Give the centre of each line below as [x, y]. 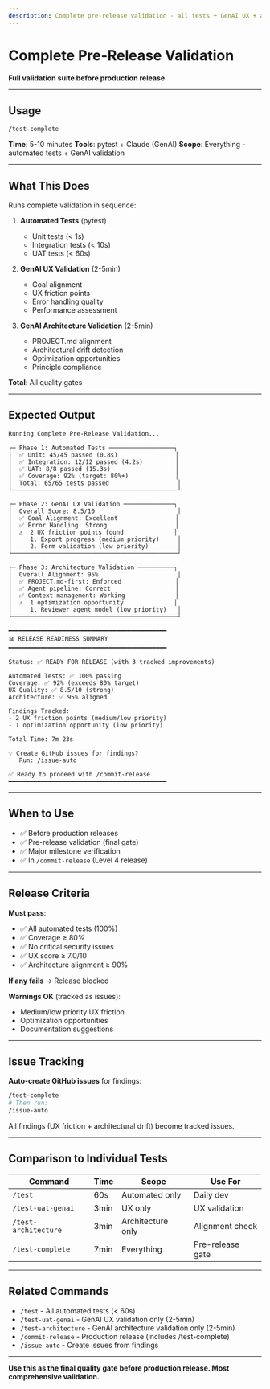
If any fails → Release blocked [59, 981]
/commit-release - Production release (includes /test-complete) [125, 1336]
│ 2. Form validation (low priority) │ [95, 546]
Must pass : [27, 912]
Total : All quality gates [45, 383]
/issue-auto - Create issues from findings [89, 1345]
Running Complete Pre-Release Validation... [84, 434]
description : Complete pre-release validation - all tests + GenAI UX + [133, 16]
